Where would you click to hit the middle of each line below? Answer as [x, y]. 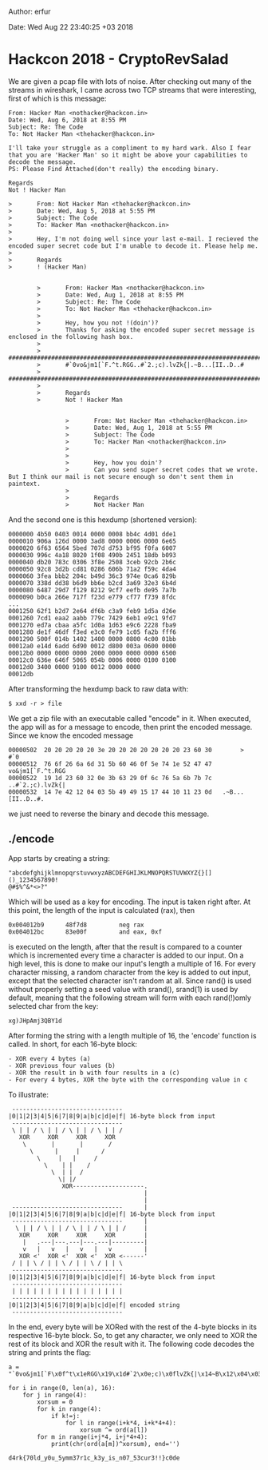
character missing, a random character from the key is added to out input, [130, 972]
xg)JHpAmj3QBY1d [35, 1021]
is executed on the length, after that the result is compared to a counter [125, 946]
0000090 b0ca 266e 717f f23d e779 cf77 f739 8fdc [93, 597]
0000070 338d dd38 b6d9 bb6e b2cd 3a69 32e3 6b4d [93, 583]
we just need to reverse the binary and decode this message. [109, 814]
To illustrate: [29, 1094]
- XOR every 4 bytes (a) [49, 1058]
